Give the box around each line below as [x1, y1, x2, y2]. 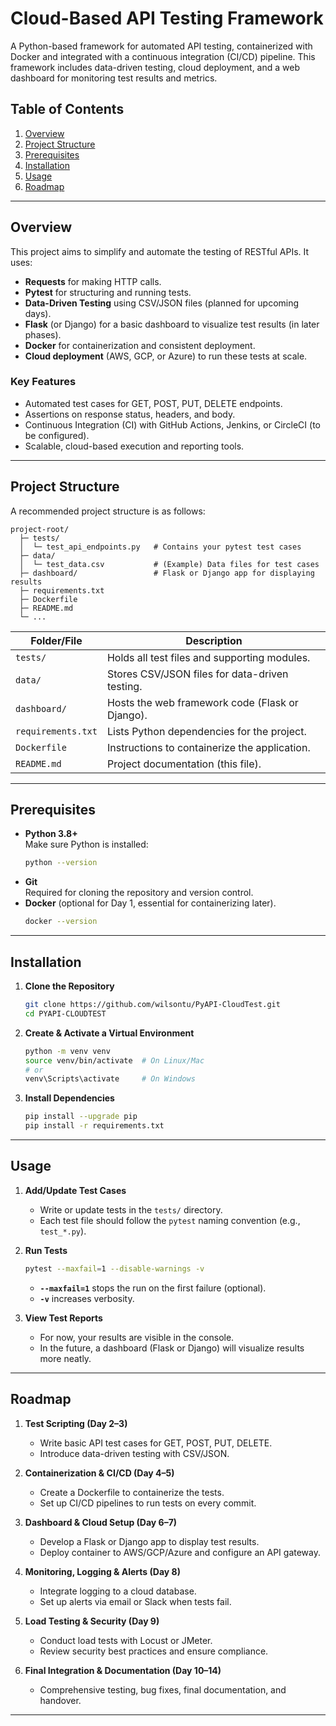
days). [24, 307, 52, 319]
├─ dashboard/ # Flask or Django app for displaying [19, 568, 315, 578]
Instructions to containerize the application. [106, 740, 311, 754]
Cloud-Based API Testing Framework [10, 7, 324, 30]
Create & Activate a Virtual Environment [24, 1027, 195, 1039]
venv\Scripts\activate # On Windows [24, 1074, 196, 1084]
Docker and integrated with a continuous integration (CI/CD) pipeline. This [10, 50, 316, 62]
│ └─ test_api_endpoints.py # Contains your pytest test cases [19, 542, 302, 552]
